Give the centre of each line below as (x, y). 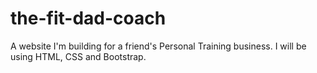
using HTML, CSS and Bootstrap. (78, 56)
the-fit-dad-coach (88, 18)
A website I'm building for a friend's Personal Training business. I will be (158, 46)
